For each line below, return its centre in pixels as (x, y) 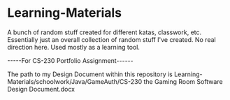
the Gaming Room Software (183, 81)
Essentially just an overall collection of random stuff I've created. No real (112, 39)
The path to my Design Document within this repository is (90, 74)
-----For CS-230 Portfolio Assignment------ (71, 60)
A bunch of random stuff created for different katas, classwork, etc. (105, 32)
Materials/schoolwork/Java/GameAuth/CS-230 (75, 81)
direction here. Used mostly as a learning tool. (73, 47)
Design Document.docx (41, 89)
